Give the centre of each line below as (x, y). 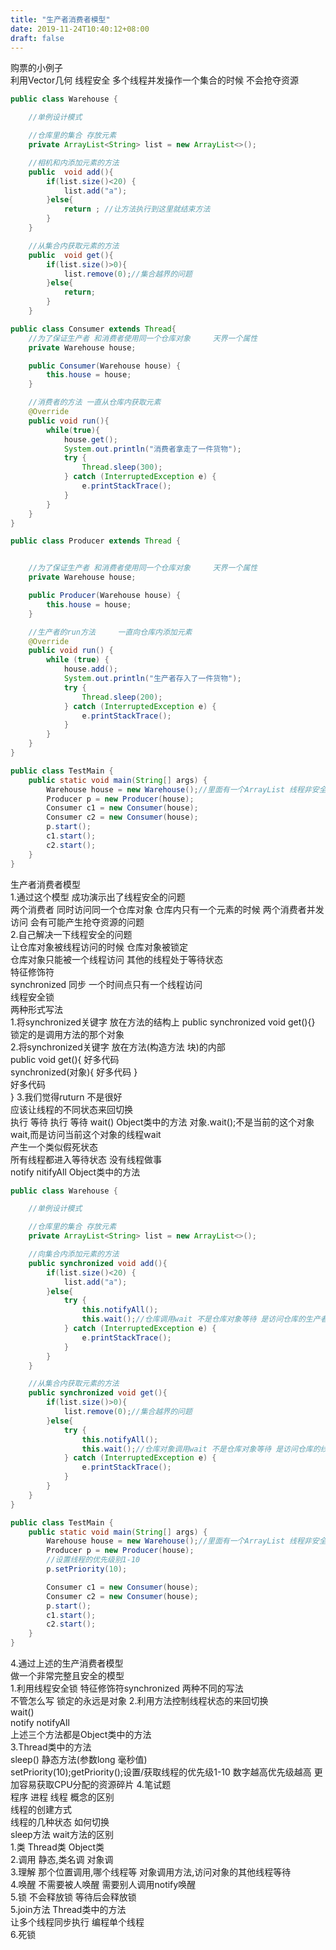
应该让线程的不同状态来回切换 (71, 1109)
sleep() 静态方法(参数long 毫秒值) (79, 1759)
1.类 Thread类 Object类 (57, 1847)
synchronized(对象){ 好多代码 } (74, 1072)
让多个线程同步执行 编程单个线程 (77, 1922)
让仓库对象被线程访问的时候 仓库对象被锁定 (99, 947)
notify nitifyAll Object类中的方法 (75, 1172)
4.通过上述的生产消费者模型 (67, 1663)
